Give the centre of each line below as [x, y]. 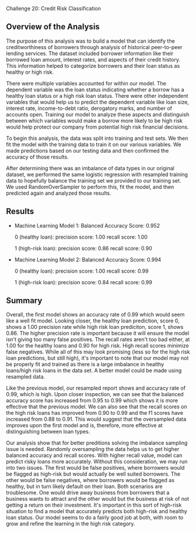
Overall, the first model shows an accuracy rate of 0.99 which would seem [95, 315]
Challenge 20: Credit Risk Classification [53, 8]
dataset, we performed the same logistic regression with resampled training [97, 174]
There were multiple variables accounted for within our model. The [86, 83]
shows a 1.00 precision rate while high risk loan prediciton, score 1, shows [95, 327]
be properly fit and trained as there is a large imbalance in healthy [85, 364]
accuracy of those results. [37, 157]
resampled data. [26, 377]
